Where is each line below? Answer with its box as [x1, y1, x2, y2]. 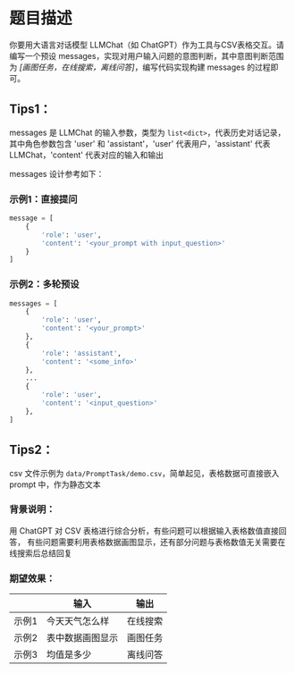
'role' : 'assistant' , [41, 349, 122, 358]
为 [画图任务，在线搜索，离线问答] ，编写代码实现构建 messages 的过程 [9, 62, 271, 72]
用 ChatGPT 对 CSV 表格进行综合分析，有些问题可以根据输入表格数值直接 [9, 525, 279, 536]
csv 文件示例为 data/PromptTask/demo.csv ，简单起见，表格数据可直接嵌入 [9, 467, 280, 478]
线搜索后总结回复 [9, 547, 72, 559]
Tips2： [9, 442, 54, 458]
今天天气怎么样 [46, 615, 110, 627]
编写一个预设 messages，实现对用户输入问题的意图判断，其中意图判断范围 [9, 50, 284, 61]
